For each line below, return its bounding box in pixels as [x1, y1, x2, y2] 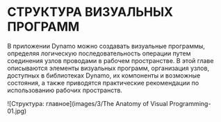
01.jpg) [7, 107, 27, 115]
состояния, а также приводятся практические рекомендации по [7, 78, 199, 87]
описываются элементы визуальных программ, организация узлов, [7, 64, 210, 72]
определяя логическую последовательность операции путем [7, 49, 191, 58]
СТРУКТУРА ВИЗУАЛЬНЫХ [7, 4, 174, 20]
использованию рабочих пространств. [7, 86, 123, 94]
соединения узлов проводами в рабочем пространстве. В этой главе [7, 56, 214, 64]
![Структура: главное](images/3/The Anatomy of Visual [7, 99, 168, 107]
